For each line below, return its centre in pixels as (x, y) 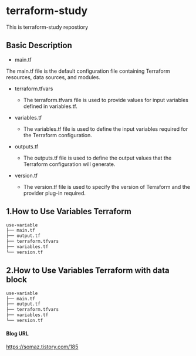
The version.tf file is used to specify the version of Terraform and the (107, 187)
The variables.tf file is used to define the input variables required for (106, 129)
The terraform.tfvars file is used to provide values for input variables (106, 100)
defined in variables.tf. (50, 106)
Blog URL (18, 334)
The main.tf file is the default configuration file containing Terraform (88, 71)
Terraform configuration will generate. (69, 164)
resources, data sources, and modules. (53, 77)
